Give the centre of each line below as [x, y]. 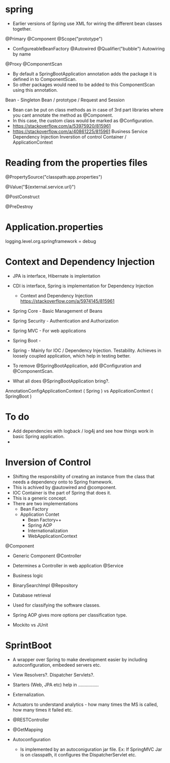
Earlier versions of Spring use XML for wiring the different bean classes [87, 23]
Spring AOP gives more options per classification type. [70, 615]
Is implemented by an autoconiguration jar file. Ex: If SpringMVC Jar [91, 749]
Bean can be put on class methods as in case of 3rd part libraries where [88, 110]
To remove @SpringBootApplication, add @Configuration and [77, 366]
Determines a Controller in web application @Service [68, 565]
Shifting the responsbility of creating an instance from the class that [83, 476]
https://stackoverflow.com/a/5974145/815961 [67, 301]
